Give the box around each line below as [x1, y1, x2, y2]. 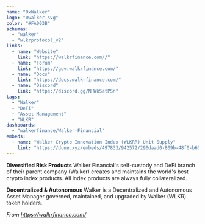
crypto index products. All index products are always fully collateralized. [6, 174, 188, 181]
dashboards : [6, 122, 37, 128]
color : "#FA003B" [6, 20, 51, 26]
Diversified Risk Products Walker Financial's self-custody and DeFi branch [6, 161, 195, 169]
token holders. [6, 199, 43, 206]
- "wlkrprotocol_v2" [12, 37, 64, 43]
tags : [6, 94, 20, 100]
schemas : [6, 26, 29, 32]
